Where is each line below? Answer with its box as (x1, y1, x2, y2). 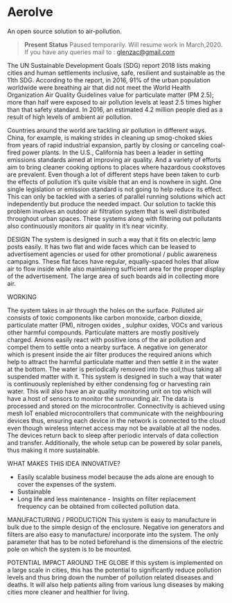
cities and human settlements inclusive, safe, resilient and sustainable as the (7, 69, 225, 77)
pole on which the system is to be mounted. (7, 545, 132, 553)
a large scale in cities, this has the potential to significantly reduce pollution (7, 566, 222, 574)
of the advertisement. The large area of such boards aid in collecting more (7, 271, 220, 280)
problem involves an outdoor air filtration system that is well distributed (7, 207, 210, 215)
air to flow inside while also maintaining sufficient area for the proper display (7, 264, 225, 273)
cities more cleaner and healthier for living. (7, 588, 130, 596)
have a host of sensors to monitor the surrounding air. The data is (7, 394, 194, 402)
